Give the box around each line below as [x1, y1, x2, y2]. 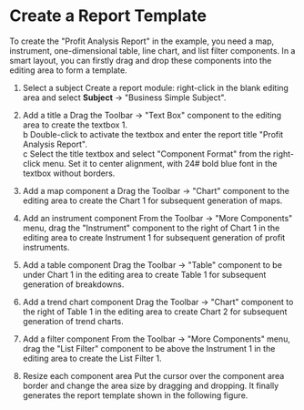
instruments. [22, 241, 70, 252]
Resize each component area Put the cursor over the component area [22, 370, 285, 381]
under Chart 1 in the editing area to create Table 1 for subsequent [22, 269, 267, 280]
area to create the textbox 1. [22, 119, 128, 130]
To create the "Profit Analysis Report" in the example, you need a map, [9, 36, 275, 46]
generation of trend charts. [22, 315, 125, 326]
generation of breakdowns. [22, 279, 125, 290]
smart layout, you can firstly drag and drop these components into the [9, 55, 272, 66]
